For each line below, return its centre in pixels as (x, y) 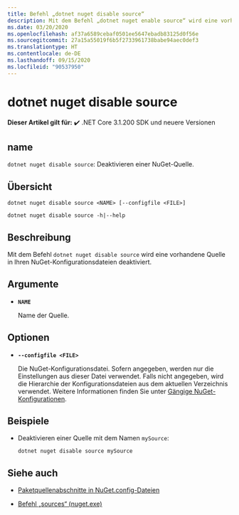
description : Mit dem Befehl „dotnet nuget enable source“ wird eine (113, 21)
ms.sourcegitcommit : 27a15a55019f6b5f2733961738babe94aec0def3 (103, 41)
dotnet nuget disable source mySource (75, 451)
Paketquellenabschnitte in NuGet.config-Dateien (89, 490)
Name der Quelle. (43, 315)
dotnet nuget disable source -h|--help (67, 216)
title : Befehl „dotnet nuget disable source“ (76, 14)
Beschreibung (39, 237)
